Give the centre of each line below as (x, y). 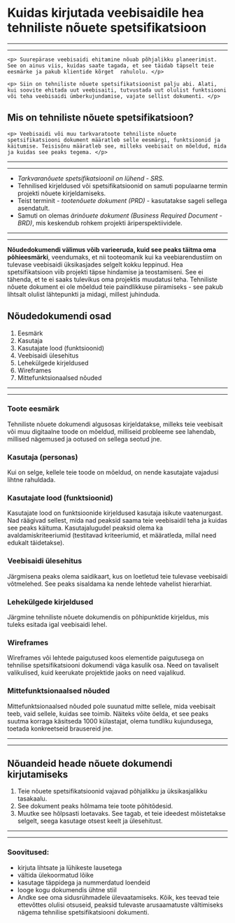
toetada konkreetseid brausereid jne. (60, 728)
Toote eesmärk (33, 409)
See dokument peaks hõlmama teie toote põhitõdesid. (95, 806)
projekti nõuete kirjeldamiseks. (62, 193)
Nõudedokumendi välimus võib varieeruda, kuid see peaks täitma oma (112, 249)
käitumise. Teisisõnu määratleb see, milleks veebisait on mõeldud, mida (117, 146)
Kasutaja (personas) (43, 457)
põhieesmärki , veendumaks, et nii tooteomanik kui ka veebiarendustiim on (115, 257)
